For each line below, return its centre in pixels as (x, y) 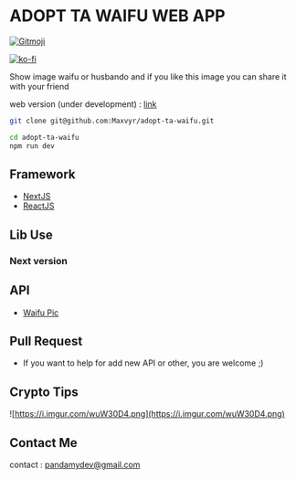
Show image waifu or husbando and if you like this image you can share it (148, 76)
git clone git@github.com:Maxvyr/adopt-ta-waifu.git (112, 121)
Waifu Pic (41, 313)
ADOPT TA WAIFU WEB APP (117, 16)
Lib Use (31, 234)
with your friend (40, 86)
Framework (42, 174)
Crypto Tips (44, 392)
